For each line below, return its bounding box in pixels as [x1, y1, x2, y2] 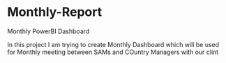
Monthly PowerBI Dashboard [7, 27, 90, 35]
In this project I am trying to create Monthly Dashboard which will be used [7, 40, 220, 48]
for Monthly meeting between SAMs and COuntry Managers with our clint [7, 48, 219, 56]
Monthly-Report [7, 4, 103, 20]
